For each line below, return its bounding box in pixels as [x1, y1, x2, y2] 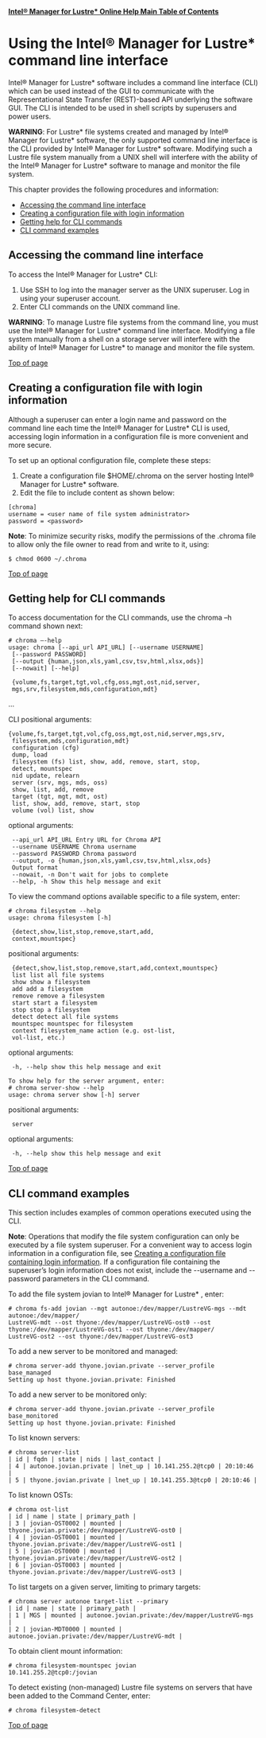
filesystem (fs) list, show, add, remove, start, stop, [11, 758, 201, 766]
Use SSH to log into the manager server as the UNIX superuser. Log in [19, 285, 250, 294]
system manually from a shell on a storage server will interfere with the [8, 334, 241, 344]
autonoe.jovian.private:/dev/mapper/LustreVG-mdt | [8, 1632, 183, 1641]
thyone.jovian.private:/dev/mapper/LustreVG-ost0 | [8, 1526, 183, 1534]
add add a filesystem [11, 986, 83, 993]
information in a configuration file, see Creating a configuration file [8, 1249, 226, 1258]
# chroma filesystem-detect [8, 1706, 102, 1715]
